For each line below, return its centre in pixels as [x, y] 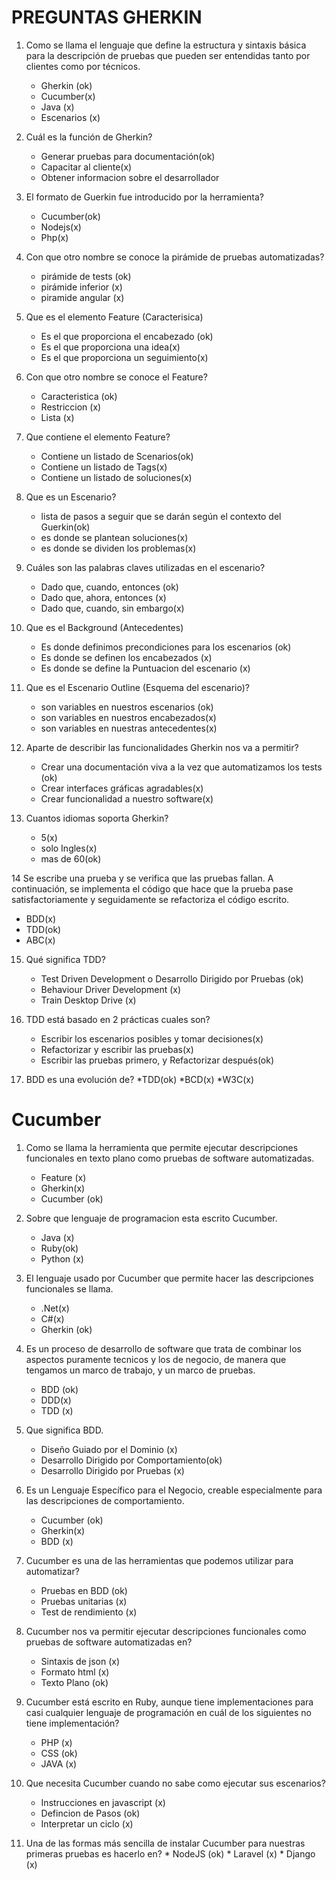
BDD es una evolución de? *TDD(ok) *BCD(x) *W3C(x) [140, 1079]
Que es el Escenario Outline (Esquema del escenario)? [137, 687]
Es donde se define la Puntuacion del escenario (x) [145, 668]
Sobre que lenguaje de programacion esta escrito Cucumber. [151, 1218]
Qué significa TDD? [65, 959]
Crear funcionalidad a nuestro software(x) [127, 798]
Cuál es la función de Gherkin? [89, 137]
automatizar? [52, 1571]
